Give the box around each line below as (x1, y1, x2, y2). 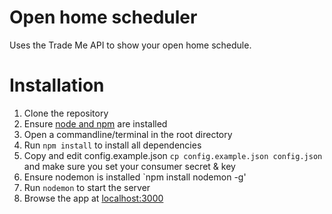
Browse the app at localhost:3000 (23, 192, 164, 204)
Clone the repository (23, 107, 109, 119)
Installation (9, 74, 105, 97)
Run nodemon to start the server (23, 181, 151, 193)
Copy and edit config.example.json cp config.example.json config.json (23, 149, 323, 161)
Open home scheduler (9, 6, 198, 29)
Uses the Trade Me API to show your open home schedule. (9, 39, 252, 51)
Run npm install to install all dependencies (23, 139, 202, 151)
